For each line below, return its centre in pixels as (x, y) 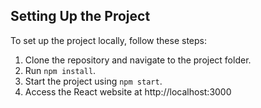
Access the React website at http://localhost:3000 (128, 91)
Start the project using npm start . (93, 81)
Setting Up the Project (80, 16)
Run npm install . (60, 70)
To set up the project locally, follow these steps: (109, 40)
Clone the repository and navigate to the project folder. (138, 60)
